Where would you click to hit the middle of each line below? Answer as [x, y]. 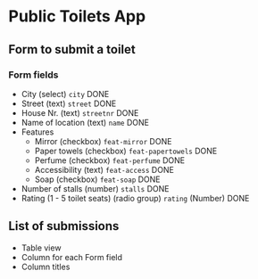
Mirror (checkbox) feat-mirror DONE [103, 141]
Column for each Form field [71, 257]
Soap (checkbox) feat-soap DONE [98, 179]
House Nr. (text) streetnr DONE [80, 112]
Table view [41, 248]
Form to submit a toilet [72, 49]
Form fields [33, 75]
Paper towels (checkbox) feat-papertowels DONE [126, 151]
